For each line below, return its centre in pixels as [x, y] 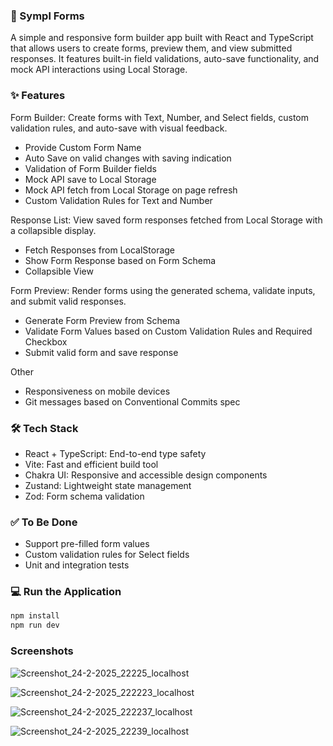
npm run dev [35, 625]
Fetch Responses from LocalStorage [100, 250]
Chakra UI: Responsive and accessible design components [146, 475]
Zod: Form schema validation [84, 496]
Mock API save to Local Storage [90, 179]
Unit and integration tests [77, 565]
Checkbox [46, 341]
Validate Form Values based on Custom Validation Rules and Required [168, 331]
